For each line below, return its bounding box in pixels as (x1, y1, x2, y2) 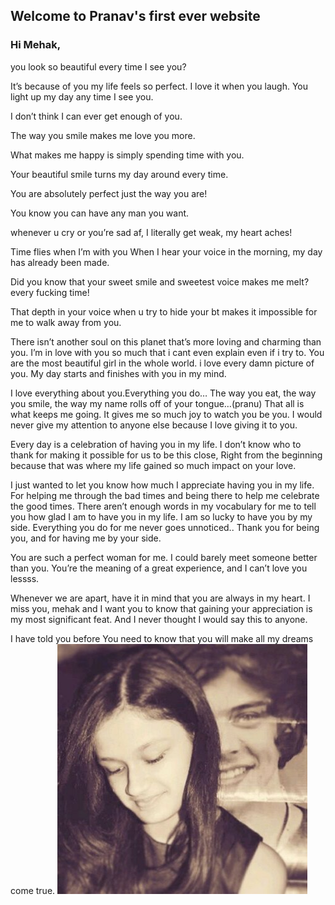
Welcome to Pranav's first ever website (10, 8, 261, 25)
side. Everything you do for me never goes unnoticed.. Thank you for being (10, 521, 320, 533)
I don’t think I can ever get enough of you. (10, 110, 183, 122)
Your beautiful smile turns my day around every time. (10, 168, 229, 180)
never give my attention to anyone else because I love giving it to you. (10, 419, 298, 431)
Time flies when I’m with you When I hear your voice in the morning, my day (10, 245, 323, 258)
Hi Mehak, (10, 38, 62, 52)
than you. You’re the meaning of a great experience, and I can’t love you (10, 562, 308, 574)
